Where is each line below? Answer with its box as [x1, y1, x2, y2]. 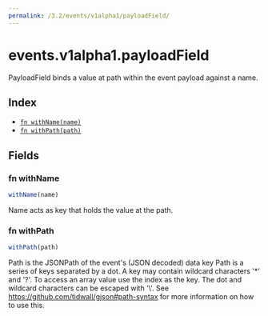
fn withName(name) [19, 118, 82, 126]
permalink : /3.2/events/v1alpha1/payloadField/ [8, 11, 170, 20]
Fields [8, 149, 40, 162]
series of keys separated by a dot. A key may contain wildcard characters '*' [8, 266, 260, 276]
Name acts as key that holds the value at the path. [8, 205, 174, 214]
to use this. [8, 301, 46, 310]
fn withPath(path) [19, 127, 82, 135]
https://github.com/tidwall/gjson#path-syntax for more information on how [8, 292, 254, 302]
